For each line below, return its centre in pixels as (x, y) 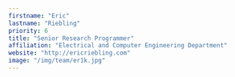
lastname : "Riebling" (45, 23)
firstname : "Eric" (39, 16)
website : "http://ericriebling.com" (69, 53)
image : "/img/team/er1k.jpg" (57, 61)
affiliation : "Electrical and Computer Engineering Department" (118, 46)
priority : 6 (28, 30)
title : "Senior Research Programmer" (71, 38)
